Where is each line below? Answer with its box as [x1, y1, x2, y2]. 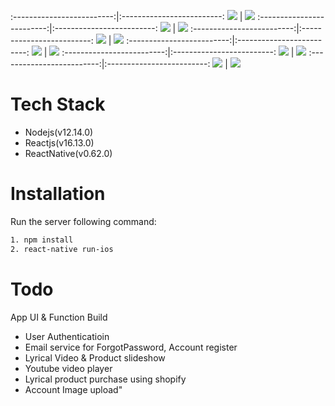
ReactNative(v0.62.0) [24, 147, 113, 159]
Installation [10, 183, 106, 205]
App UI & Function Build [10, 311, 108, 323]
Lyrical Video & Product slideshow [24, 351, 166, 364]
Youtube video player [24, 362, 113, 374]
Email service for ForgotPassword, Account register [24, 341, 238, 353]
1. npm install [10, 235, 74, 245]
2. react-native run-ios [10, 244, 114, 254]
